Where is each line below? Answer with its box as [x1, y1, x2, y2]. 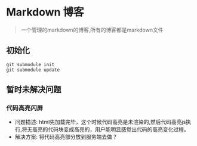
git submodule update [6, 67, 60, 73]
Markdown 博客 [6, 5, 85, 19]
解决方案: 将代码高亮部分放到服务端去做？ [14, 133, 118, 141]
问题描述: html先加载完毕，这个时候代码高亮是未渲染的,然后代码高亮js [14, 119, 186, 126]
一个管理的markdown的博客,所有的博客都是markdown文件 [20, 26, 164, 33]
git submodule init [6, 61, 55, 67]
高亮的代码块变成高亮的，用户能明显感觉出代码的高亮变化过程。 [32, 126, 189, 133]
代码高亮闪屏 [6, 104, 44, 112]
